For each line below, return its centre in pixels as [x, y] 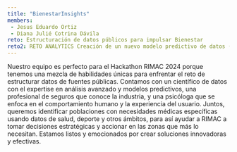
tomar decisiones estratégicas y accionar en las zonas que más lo [103, 126]
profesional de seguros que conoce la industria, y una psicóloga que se [111, 96]
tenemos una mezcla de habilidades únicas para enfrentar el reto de [107, 74]
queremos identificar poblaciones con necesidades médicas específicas [113, 111]
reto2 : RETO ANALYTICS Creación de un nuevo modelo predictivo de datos [116, 46]
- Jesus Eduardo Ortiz [44, 27]
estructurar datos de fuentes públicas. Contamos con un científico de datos [117, 81]
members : [20, 20]
